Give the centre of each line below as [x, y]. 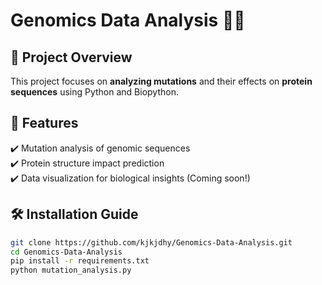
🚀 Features [44, 123]
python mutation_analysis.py [71, 270]
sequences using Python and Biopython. [94, 92]
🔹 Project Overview [71, 57]
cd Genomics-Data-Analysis [66, 252]
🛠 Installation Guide [74, 214]
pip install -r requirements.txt [80, 261]
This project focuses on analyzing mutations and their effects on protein [161, 81]
